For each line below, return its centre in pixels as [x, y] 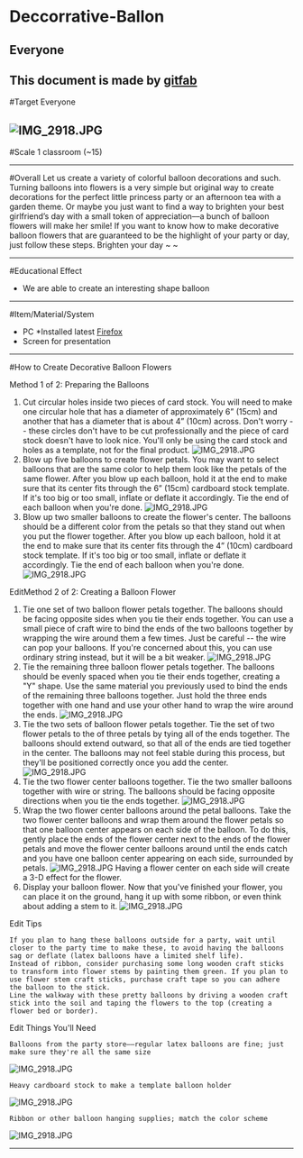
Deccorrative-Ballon [87, 17]
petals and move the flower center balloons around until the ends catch [155, 849]
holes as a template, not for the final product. [106, 450]
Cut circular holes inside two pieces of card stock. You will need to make [157, 402]
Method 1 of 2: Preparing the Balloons [79, 385]
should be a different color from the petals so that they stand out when [154, 527]
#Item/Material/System [52, 315]
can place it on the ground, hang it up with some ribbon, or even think [152, 897]
